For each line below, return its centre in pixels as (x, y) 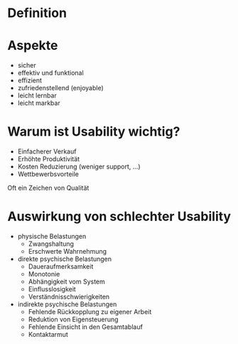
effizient (30, 80)
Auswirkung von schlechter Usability (119, 216)
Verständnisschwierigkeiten (69, 297)
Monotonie (44, 274)
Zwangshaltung (51, 244)
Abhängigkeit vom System (66, 281)
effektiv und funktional (50, 73)
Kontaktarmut (48, 334)
